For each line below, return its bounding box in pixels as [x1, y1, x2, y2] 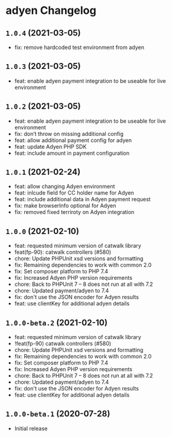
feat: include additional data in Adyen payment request [14, 196, 151, 203]
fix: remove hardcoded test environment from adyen [14, 44, 144, 51]
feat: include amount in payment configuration [14, 149, 130, 157]
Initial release [14, 424, 48, 432]
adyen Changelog [5, 4, 97, 18]
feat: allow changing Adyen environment [14, 183, 115, 190]
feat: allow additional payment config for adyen [14, 137, 132, 144]
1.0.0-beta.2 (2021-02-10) [5, 317, 108, 328]
